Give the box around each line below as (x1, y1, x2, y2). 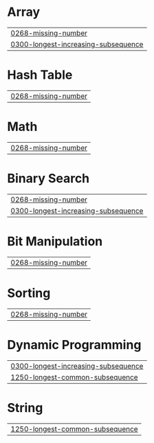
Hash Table (7, 67, 73, 83)
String (7, 400, 43, 415)
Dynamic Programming (7, 337, 142, 353)
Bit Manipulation (7, 233, 103, 249)
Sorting (7, 285, 51, 301)
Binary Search (7, 170, 90, 186)
